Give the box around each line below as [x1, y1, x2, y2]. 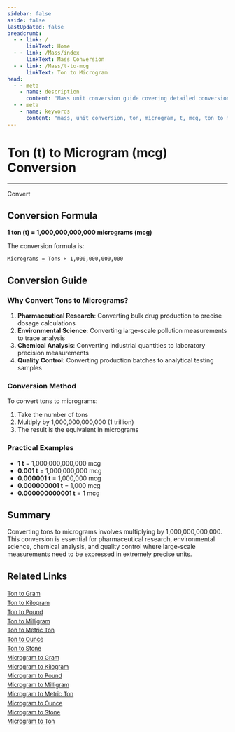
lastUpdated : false [7, 23, 64, 30]
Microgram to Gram [7, 653, 59, 661]
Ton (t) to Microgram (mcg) [7, 144, 168, 161]
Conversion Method [7, 381, 77, 391]
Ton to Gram [7, 590, 41, 598]
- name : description [20, 88, 80, 95]
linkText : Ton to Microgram [25, 69, 108, 76]
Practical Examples [7, 443, 74, 453]
